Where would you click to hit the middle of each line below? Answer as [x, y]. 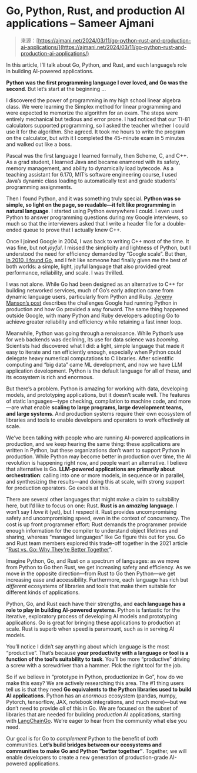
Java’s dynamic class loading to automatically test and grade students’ [92, 181]
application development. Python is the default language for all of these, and [98, 371]
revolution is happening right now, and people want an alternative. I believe [97, 462]
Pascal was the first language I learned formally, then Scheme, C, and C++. [97, 155]
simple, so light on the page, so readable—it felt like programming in [91, 204]
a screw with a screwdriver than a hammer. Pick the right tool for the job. [94, 665]
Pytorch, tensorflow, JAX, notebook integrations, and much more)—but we [96, 702]
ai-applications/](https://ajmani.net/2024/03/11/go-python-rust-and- [103, 47]
